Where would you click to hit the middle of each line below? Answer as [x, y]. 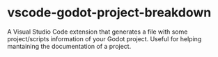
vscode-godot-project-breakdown [109, 13]
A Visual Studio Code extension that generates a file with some [98, 32]
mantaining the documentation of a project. [69, 46]
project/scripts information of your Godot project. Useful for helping [104, 38]
